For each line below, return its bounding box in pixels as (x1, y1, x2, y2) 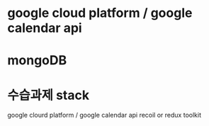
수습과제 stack (7, 87, 90, 103)
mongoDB (7, 52, 67, 69)
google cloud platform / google (7, 5, 193, 21)
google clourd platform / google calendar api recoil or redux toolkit (7, 111, 202, 120)
